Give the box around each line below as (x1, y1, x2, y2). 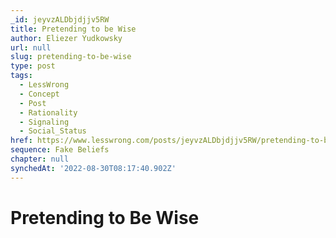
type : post (10, 61, 56, 71)
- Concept (19, 89, 60, 99)
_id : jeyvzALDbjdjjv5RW (10, 14, 110, 25)
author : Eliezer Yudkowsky (10, 33, 123, 43)
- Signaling (19, 117, 70, 127)
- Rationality (19, 107, 78, 118)
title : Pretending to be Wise (10, 24, 137, 34)
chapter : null (10, 154, 70, 164)
